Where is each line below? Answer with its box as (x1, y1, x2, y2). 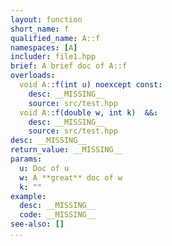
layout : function (10, 14, 83, 25)
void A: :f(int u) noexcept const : (19, 80, 163, 90)
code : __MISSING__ (19, 210, 97, 220)
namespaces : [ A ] (10, 42, 78, 53)
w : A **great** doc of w (19, 172, 123, 183)
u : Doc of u (19, 163, 70, 173)
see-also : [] (10, 219, 65, 230)
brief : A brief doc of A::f (10, 61, 128, 71)
